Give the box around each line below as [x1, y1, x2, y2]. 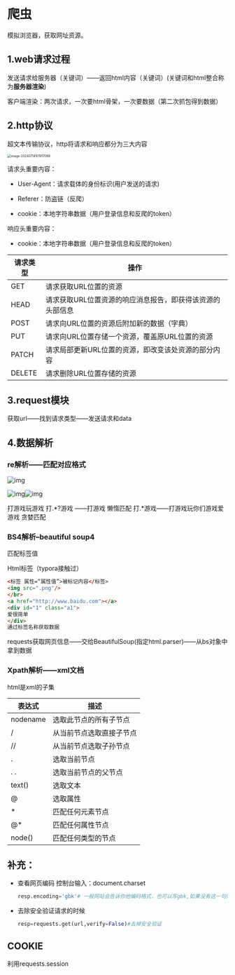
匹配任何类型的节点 [52, 833, 116, 842]
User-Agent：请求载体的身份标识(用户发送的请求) [17, 180, 159, 188]
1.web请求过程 [7, 53, 71, 65]
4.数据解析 [7, 436, 54, 449]
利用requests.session [7, 960, 69, 968]
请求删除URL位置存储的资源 [45, 368, 136, 378]
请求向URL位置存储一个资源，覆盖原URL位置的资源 [45, 331, 213, 341]
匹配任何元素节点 [52, 807, 109, 816]
